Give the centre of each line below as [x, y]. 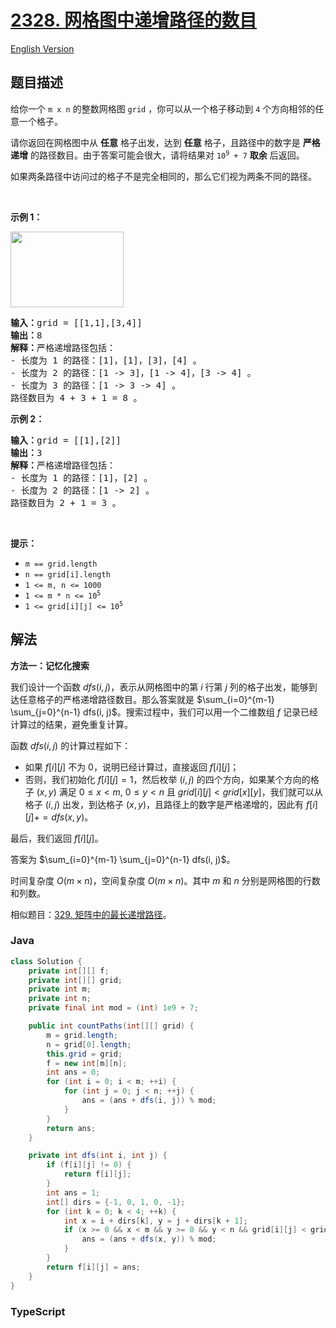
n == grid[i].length [67, 574]
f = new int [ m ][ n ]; [87, 1063]
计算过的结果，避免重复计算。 [71, 724]
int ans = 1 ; [73, 1192]
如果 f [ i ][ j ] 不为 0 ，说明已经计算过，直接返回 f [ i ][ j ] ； [132, 767]
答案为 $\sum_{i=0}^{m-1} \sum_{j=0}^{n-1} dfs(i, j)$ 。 [123, 859]
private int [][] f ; [69, 971]
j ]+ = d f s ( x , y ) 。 [61, 817]
